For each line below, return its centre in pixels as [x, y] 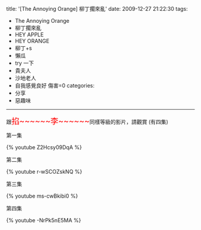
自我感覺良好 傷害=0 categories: [54, 85]
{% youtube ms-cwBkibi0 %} [42, 196]
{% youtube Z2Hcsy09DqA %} [44, 147]
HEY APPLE [29, 34]
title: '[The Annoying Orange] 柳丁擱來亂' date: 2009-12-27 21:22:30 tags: [97, 9]
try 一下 [24, 63]
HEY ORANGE [32, 41]
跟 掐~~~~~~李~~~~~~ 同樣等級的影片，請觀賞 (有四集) [87, 121]
